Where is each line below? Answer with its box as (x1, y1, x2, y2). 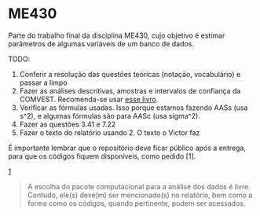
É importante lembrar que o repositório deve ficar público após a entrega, (8, 143, 246, 152)
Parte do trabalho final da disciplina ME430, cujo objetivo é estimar (8, 31, 225, 40)
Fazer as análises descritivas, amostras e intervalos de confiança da (19, 86, 241, 95)
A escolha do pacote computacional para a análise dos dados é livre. (27, 181, 251, 191)
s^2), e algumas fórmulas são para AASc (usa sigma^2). (19, 111, 200, 120)
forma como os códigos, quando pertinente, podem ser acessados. (27, 198, 246, 208)
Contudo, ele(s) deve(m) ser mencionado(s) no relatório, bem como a (27, 190, 253, 200)
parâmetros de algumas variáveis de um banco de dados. (8, 38, 195, 48)
